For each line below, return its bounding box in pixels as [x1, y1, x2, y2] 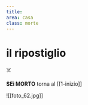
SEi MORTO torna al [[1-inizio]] [6, 80, 82, 87]
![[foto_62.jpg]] [6, 92, 44, 100]
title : [6, 8, 23, 15]
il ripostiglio [6, 46, 66, 60]
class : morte [6, 20, 39, 26]
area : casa [6, 14, 34, 21]
